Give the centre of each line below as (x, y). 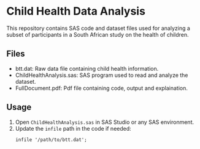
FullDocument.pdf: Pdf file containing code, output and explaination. (102, 88)
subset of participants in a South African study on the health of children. (98, 34)
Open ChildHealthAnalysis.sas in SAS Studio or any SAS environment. (105, 122)
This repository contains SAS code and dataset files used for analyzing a (98, 28)
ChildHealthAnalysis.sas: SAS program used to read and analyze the (102, 75)
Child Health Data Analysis (76, 11)
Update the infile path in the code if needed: (73, 128)
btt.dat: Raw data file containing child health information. (87, 68)
